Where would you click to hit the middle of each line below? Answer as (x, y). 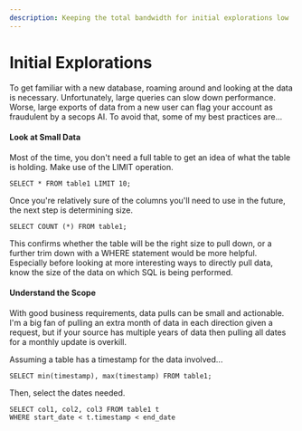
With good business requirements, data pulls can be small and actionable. (147, 312)
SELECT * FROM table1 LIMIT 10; (70, 183)
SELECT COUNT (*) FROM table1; (68, 226)
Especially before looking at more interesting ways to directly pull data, (141, 263)
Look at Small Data (45, 138)
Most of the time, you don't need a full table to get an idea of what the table (150, 157)
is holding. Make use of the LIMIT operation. (91, 167)
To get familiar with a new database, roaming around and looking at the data (151, 88)
